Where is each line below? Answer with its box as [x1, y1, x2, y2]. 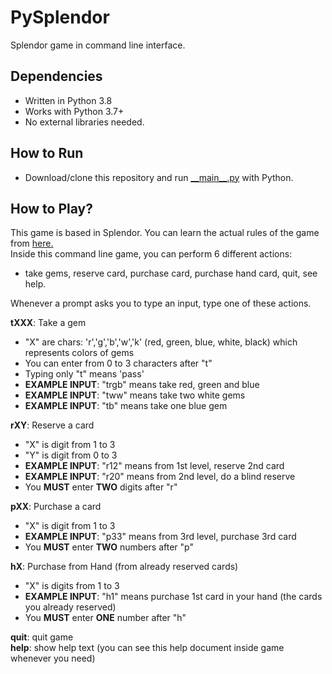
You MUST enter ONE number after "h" [24, 612, 187, 624]
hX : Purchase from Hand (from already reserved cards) [10, 561, 239, 573]
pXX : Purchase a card [10, 501, 102, 513]
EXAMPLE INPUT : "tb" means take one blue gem [24, 400, 228, 412]
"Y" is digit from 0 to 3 [24, 449, 118, 461]
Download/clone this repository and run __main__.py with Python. [24, 171, 294, 183]
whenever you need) [10, 652, 96, 665]
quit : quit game [10, 631, 74, 643]
